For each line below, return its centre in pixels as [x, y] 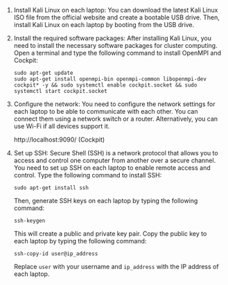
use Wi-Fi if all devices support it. [62, 126]
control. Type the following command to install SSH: [88, 175]
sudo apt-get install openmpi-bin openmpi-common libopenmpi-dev [110, 79]
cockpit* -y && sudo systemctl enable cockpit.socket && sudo [105, 85]
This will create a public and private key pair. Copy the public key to [110, 234]
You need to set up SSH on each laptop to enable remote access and [112, 168]
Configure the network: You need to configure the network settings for [114, 104]
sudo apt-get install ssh [51, 188]
